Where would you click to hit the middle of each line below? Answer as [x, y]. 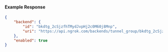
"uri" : [30, 31]
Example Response [25, 7]
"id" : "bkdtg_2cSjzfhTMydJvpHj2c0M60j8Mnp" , [70, 26]
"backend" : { [27, 22]
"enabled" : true [31, 40]
